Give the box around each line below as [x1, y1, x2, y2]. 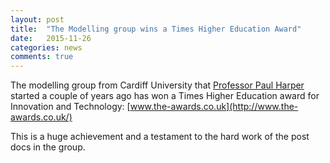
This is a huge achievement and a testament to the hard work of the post [10, 131, 310, 143]
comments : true [10, 52, 74, 62]
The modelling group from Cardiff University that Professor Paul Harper [10, 79, 305, 91]
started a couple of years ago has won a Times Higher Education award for [10, 90, 320, 102]
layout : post [10, 14, 65, 25]
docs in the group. [10, 141, 86, 153]
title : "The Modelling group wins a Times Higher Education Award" [10, 24, 302, 34]
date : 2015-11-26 [10, 33, 92, 43]
